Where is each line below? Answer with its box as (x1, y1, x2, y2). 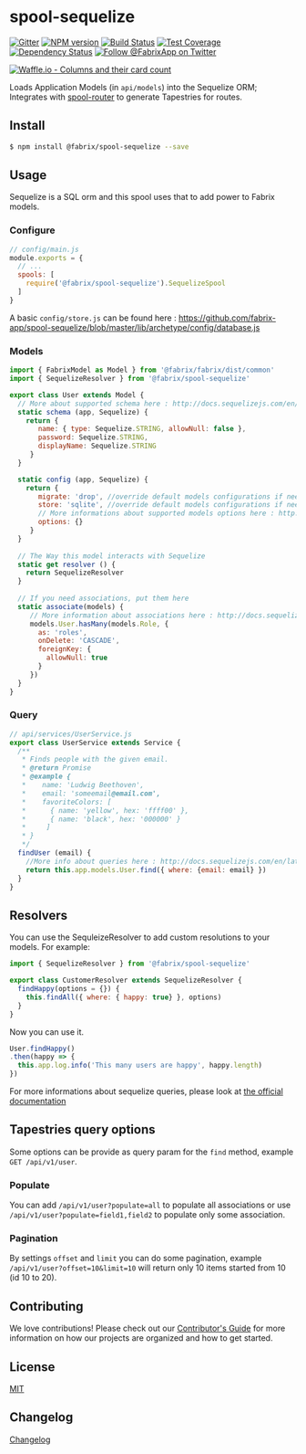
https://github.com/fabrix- (178, 312, 276, 323)
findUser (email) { (17, 848, 92, 858)
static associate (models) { (17, 602, 125, 611)
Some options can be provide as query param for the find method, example (9, 1146, 294, 1157)
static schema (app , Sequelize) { (17, 407, 148, 416)
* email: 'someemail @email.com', (21, 788, 161, 798)
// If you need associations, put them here (17, 594, 189, 604)
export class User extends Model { (9, 390, 145, 399)
